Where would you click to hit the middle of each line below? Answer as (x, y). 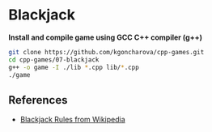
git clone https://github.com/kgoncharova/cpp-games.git (106, 52)
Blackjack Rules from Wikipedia (72, 120)
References (38, 100)
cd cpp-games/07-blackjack (54, 60)
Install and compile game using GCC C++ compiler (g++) (105, 37)
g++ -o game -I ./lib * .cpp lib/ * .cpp (74, 67)
